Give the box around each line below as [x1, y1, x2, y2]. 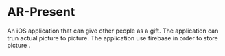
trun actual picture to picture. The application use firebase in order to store [7, 33, 218, 42]
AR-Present [7, 4, 75, 20]
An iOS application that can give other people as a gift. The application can [7, 27, 219, 35]
